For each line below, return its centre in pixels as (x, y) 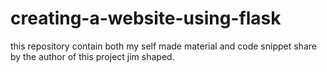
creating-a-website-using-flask (146, 18)
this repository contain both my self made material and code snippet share (163, 46)
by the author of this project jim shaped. (92, 56)
